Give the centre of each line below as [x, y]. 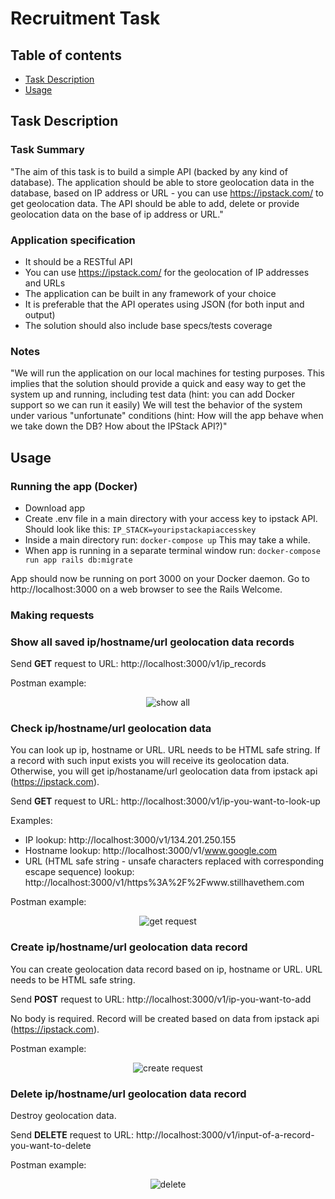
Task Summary [47, 150]
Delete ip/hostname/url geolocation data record [128, 1094]
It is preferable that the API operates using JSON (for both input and [164, 304]
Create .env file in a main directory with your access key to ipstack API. [171, 518]
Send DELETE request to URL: [72, 1135]
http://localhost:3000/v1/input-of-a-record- [225, 1135]
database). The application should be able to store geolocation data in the [162, 182]
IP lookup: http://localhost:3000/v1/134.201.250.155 [130, 840]
